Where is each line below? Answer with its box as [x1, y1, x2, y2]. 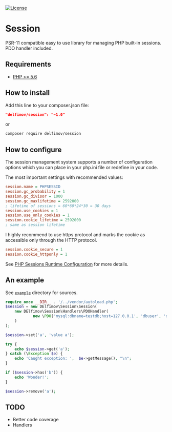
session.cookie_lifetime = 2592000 [5, 218, 81, 223]
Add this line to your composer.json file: [5, 102, 89, 108]
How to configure [5, 145, 62, 154]
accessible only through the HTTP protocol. [5, 237, 97, 243]
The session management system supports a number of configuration [5, 159, 153, 165]
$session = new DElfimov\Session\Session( [5, 304, 97, 310]
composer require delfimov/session [5, 131, 81, 136]
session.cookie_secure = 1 [5, 247, 63, 252]
